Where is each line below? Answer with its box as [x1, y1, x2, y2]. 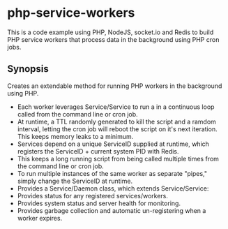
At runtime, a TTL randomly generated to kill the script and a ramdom [17, 117, 216, 126]
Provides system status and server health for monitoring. [17, 199, 181, 207]
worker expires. [17, 214, 63, 222]
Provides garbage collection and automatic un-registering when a [17, 206, 206, 214]
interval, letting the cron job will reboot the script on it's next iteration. [17, 124, 218, 133]
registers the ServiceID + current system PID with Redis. [17, 147, 179, 155]
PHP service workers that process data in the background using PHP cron [7, 35, 220, 43]
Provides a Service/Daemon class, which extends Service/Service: [17, 184, 209, 193]
